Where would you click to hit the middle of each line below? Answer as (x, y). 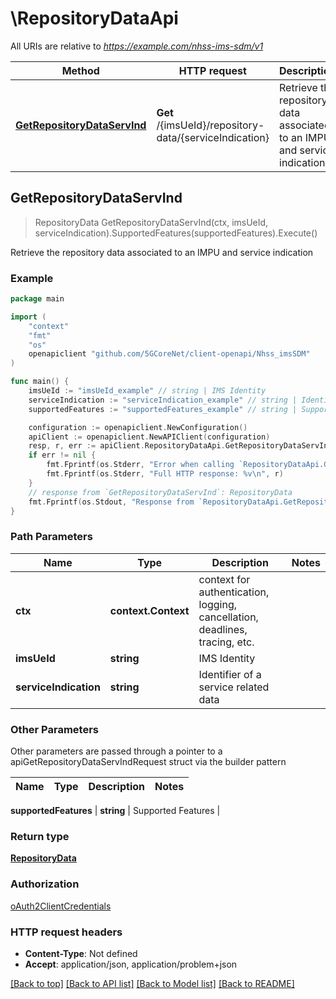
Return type (40, 836)
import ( (28, 317)
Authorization (45, 884)
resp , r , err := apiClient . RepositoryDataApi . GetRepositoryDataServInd (180, 446)
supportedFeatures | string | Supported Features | (115, 811)
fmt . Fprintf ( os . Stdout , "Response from (111, 502)
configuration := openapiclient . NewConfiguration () (138, 427)
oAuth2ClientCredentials (61, 906)
